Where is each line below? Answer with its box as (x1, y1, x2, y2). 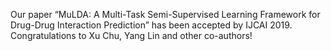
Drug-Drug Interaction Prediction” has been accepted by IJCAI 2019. (10, 19, 293, 31)
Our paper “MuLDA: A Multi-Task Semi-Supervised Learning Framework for (10, 9, 321, 20)
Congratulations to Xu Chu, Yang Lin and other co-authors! (10, 30, 253, 41)
